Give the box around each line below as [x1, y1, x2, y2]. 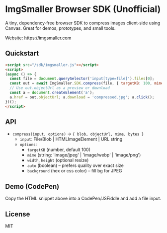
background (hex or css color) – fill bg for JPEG [27, 168, 123, 174]
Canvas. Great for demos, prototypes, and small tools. [5, 25, 116, 31]
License [5, 210, 30, 218]
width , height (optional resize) [27, 157, 89, 163]
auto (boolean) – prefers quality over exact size [27, 162, 124, 168]
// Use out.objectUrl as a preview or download [9, 85, 110, 90]
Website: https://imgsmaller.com [5, 35, 72, 41]
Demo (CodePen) [5, 182, 60, 191]
